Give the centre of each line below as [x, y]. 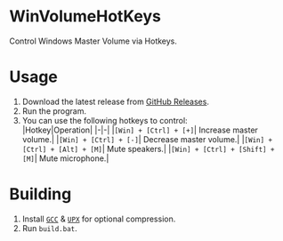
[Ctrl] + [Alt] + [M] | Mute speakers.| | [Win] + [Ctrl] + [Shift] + [148, 149]
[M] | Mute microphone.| [65, 158]
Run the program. [54, 111]
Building [40, 194]
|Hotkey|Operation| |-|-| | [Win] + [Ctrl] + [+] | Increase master [140, 130]
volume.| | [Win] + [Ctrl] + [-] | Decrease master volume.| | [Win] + [147, 139]
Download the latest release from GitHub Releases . [115, 101]
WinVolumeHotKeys [85, 16]
